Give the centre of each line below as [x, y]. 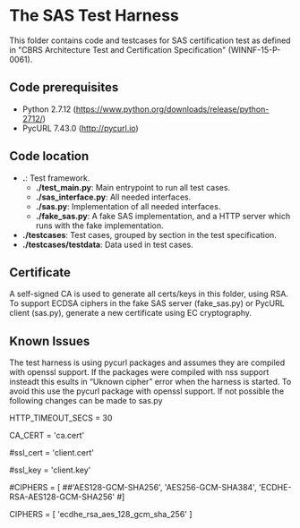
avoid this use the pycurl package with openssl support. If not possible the [147, 391]
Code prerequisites [64, 87]
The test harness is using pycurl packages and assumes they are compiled [147, 362]
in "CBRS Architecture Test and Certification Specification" [118, 49]
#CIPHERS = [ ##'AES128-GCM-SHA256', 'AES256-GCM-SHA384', [133, 488]
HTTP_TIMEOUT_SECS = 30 [61, 418]
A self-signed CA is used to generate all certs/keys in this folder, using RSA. [149, 294]
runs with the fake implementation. [99, 226]
